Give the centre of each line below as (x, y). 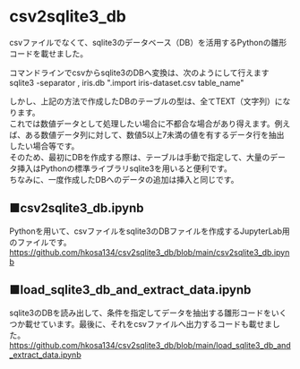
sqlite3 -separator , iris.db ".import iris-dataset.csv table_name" (127, 82)
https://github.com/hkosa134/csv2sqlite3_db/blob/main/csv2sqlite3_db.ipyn (150, 252)
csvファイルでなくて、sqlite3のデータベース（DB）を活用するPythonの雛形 (148, 42)
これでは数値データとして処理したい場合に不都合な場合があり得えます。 (142, 124)
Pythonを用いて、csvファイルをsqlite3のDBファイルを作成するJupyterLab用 (150, 231)
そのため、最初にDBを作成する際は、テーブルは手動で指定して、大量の (140, 157)
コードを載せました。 (48, 53)
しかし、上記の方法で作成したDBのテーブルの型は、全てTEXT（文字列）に (146, 101)
